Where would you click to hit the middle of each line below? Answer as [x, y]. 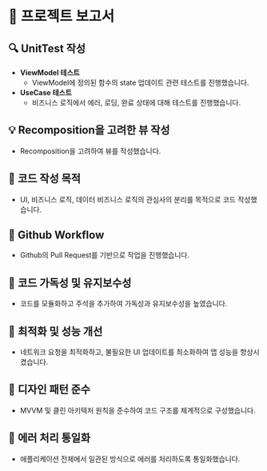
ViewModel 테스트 [50, 72]
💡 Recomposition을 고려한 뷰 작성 [89, 130]
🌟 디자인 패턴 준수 [49, 390]
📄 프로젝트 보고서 [61, 16]
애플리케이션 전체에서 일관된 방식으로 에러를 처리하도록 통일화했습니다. [130, 459]
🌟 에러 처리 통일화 [49, 438]
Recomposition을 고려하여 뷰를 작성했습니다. [90, 151]
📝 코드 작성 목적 [45, 179]
